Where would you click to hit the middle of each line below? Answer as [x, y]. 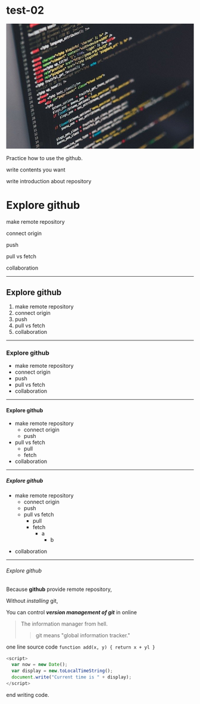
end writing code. [28, 694]
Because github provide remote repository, [59, 589]
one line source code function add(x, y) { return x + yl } [81, 647]
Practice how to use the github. [45, 158]
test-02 [25, 10]
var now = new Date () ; [40, 665]
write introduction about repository [49, 182]
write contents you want [36, 170]
